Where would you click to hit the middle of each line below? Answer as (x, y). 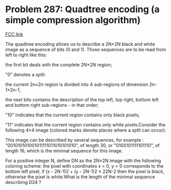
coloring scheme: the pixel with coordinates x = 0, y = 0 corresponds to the (84, 166)
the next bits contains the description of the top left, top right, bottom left (82, 100)
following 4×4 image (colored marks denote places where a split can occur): (86, 130)
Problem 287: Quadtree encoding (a (82, 9)
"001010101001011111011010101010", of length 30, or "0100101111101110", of (82, 145)
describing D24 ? (23, 182)
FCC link (14, 34)
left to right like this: (26, 55)
